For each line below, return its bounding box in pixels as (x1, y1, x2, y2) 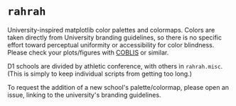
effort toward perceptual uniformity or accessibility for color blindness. (7, 40, 215, 49)
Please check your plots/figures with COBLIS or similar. (7, 48, 169, 57)
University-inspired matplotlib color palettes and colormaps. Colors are (7, 25, 215, 34)
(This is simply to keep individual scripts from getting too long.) (7, 69, 193, 78)
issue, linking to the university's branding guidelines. (7, 90, 161, 99)
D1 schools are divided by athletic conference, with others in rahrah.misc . (7, 61, 222, 70)
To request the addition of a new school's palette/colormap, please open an (7, 83, 230, 91)
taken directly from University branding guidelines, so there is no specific (7, 33, 222, 42)
